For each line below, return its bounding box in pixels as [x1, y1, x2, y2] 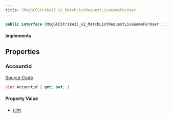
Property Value [5, 95, 38, 102]
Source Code [5, 74, 33, 81]
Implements [5, 33, 32, 39]
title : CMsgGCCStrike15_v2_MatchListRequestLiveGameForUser [5, 7, 137, 13]
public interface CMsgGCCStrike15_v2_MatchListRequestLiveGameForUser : [5, 22, 164, 27]
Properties [5, 47, 40, 56]
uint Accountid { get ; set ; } [5, 84, 70, 90]
